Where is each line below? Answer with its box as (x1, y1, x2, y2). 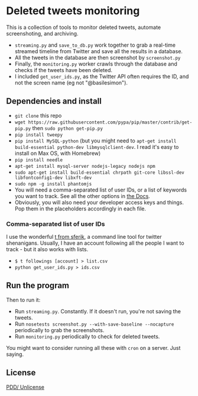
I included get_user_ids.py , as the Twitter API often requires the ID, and (14, 73, 189, 80)
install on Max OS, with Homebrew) (14, 150, 101, 157)
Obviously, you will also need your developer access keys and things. (14, 199, 184, 206)
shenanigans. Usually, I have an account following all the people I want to (6, 239, 184, 246)
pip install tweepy (14, 132, 63, 138)
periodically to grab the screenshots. (14, 326, 105, 333)
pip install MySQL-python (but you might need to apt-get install (14, 137, 177, 144)
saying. (6, 350, 24, 358)
